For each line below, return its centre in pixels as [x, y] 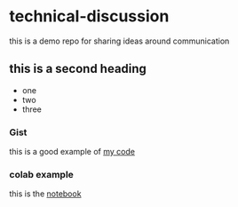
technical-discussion [89, 16]
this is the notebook [45, 194]
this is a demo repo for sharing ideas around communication [119, 41]
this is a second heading [78, 69]
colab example [41, 174]
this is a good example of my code [72, 152]
